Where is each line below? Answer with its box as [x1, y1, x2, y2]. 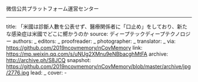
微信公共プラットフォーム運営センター [6, 5, 99, 12]
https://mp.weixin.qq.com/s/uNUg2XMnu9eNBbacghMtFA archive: [6, 50, 169, 57]
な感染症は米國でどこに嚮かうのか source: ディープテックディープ [6, 30, 166, 37]
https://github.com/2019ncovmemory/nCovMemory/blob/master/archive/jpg [6, 63, 192, 70]
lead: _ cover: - [30, 69, 67, 76]
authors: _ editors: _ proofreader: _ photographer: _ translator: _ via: [12, 37, 176, 45]
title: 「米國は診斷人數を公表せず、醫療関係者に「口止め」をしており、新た [6, 23, 187, 30]
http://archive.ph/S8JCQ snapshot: [6, 57, 91, 63]
